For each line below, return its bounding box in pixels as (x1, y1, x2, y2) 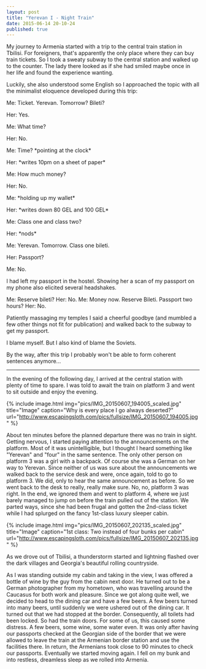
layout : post (6, 9, 40, 15)
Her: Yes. (6, 111, 29, 118)
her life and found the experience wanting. (6, 69, 114, 77)
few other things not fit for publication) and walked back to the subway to (6, 321, 192, 328)
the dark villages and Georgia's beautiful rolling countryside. (6, 559, 159, 567)
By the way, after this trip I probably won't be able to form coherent (6, 351, 176, 359)
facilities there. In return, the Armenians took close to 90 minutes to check (6, 643, 194, 651)
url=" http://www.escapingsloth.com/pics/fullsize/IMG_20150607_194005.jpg (6, 413, 198, 421)
